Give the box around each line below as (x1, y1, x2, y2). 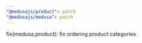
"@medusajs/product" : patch (6, 8, 76, 15)
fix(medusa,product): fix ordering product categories (6, 30, 136, 37)
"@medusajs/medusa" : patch (6, 14, 73, 20)
